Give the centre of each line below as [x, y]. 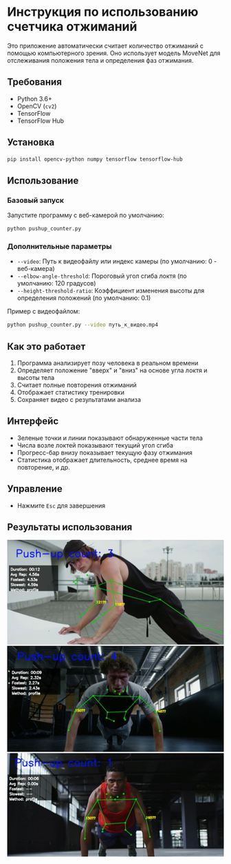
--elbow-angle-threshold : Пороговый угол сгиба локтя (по [102, 276]
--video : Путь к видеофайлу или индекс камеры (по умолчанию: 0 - [117, 261]
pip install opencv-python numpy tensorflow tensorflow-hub [95, 159]
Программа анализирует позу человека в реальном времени [108, 363]
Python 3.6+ [35, 99]
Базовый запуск [35, 200]
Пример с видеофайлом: [44, 312]
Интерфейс [33, 421]
